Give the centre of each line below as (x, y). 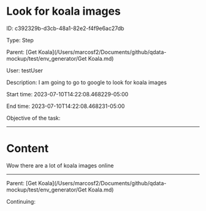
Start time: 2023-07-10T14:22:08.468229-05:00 (67, 94)
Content (28, 149)
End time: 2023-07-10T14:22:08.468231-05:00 (66, 106)
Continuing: (21, 201)
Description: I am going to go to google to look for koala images (87, 82)
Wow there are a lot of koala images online (60, 165)
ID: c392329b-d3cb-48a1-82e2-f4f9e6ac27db (65, 28)
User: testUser (25, 70)
